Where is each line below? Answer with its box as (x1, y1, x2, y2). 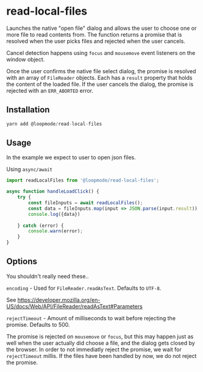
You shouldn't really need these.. (6, 273, 89, 280)
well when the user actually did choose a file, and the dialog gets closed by (6, 339, 195, 346)
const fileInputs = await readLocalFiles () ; (28, 200, 143, 206)
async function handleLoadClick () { (6, 188, 99, 195)
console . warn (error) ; (28, 228, 84, 234)
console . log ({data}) (28, 211, 80, 217)
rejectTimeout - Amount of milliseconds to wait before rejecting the (6, 314, 176, 321)
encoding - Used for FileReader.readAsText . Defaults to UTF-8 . (6, 284, 162, 292)
